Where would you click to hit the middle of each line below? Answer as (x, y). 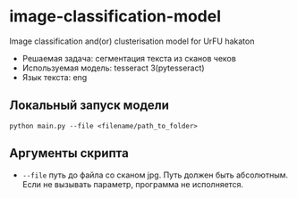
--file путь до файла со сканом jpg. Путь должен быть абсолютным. (155, 175)
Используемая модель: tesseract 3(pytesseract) (113, 68)
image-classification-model (115, 16)
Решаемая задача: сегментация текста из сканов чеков (129, 58)
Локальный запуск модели (89, 106)
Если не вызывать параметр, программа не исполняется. (133, 184)
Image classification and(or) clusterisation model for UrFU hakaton (132, 41)
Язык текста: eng (55, 77)
